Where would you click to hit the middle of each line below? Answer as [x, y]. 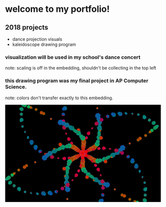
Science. [16, 87]
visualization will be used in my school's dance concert [73, 57]
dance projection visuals [37, 39]
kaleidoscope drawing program [44, 44]
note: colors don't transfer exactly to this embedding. [59, 98]
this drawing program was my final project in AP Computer [77, 81]
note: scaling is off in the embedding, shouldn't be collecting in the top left [81, 68]
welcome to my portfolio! [58, 9]
